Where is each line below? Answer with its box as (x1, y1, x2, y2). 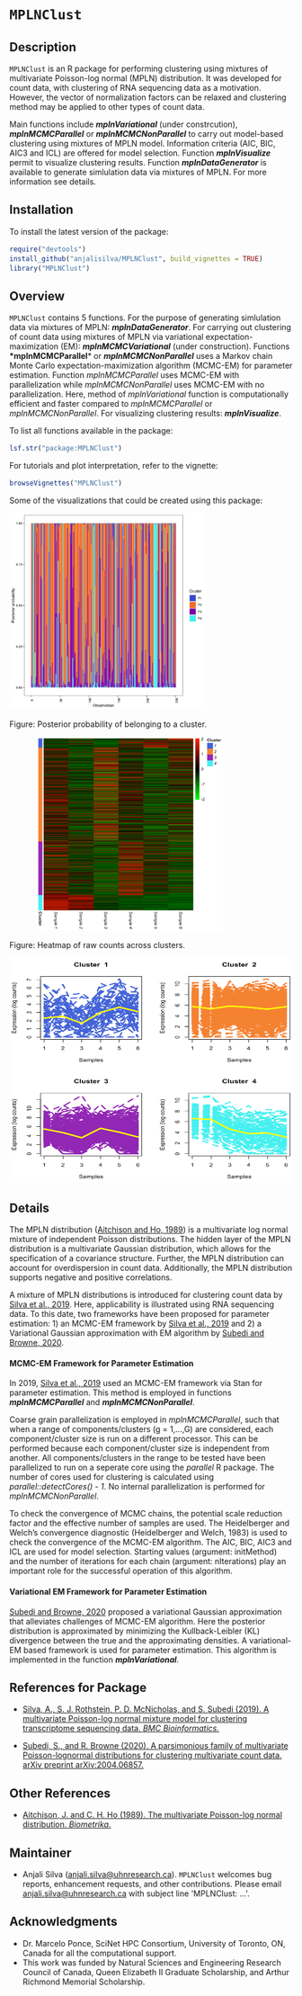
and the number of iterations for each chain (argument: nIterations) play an (9, 1556, 287, 1567)
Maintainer (9, 1845, 72, 1860)
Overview (9, 288, 66, 304)
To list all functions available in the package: (9, 425, 173, 436)
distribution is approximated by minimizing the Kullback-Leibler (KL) (9, 1625, 261, 1636)
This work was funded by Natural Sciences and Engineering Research (22, 1956, 281, 1968)
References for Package (9, 1679, 147, 1695)
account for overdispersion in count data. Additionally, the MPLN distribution (9, 1263, 293, 1274)
